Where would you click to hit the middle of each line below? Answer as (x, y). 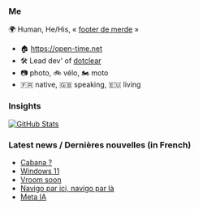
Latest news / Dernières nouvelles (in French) (100, 145)
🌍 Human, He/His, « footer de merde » (74, 29)
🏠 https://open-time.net (61, 49)
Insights (25, 106)
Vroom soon (41, 179)
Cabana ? (36, 162)
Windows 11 (40, 171)
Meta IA (33, 197)
